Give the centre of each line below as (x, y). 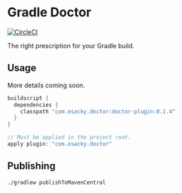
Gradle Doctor (50, 12)
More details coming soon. (46, 85)
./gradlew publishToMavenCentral (57, 182)
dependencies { (36, 105)
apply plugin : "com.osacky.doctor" (60, 144)
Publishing (32, 166)
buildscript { (28, 98)
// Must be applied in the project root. (69, 138)
